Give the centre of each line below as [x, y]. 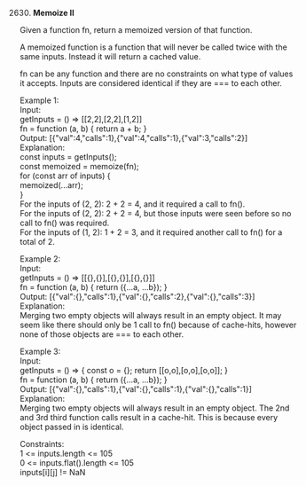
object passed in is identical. [72, 427]
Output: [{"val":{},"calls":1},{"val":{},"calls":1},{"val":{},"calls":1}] [136, 389]
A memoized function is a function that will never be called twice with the [153, 47]
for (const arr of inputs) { [65, 176]
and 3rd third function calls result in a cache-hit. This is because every [149, 417]
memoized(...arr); [51, 185]
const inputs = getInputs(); [68, 157]
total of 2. [37, 242]
